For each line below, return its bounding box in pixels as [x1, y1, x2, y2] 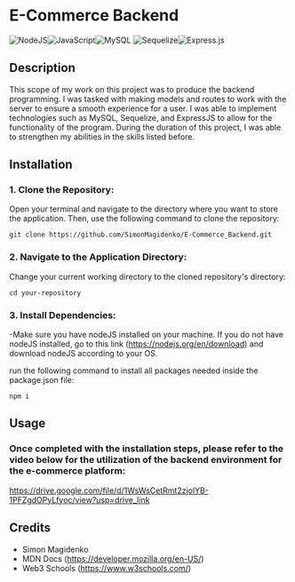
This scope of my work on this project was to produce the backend [9, 84, 255, 94]
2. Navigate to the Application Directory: [9, 251, 187, 263]
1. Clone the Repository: [9, 184, 115, 196]
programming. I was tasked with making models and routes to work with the [9, 93, 287, 104]
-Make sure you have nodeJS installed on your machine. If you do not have [9, 330, 284, 340]
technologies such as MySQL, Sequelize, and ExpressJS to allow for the [9, 112, 273, 123]
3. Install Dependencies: [9, 308, 116, 321]
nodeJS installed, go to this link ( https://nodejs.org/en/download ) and [9, 339, 264, 349]
